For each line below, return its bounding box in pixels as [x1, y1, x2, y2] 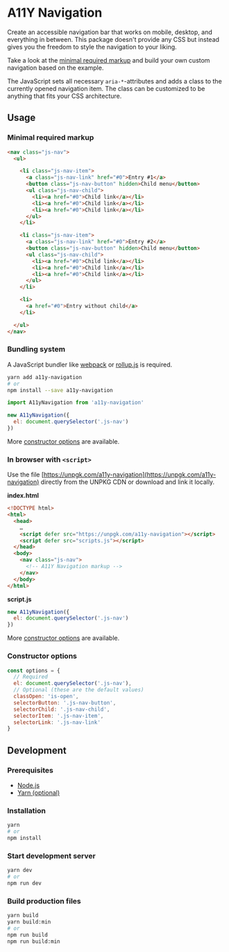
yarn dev [7, 867, 33, 874]
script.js [7, 595, 32, 603]
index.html [7, 492, 40, 500]
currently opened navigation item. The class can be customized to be [7, 84, 205, 92]
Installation [7, 805, 46, 815]
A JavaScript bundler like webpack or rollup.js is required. [7, 360, 173, 369]
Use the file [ [7, 471, 44, 479]
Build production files [7, 896, 81, 905]
